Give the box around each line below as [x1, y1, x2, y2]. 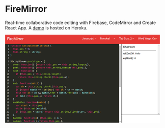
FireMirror [5, 3, 47, 15]
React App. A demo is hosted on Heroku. [5, 25, 87, 30]
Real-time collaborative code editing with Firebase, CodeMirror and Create [5, 20, 156, 26]
